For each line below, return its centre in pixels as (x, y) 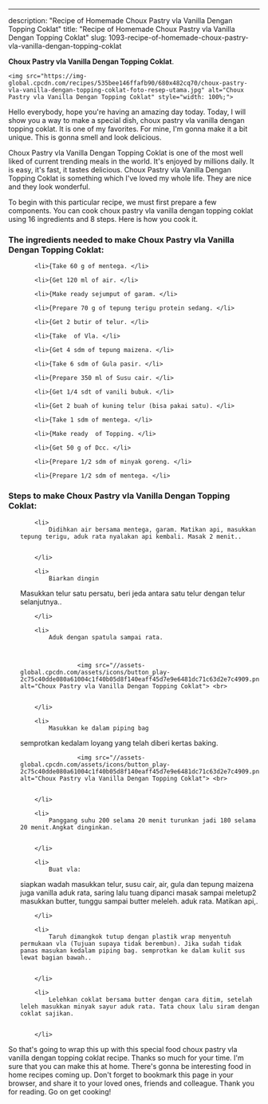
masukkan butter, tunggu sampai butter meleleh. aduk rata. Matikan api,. (139, 901)
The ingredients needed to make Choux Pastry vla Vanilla (122, 239)
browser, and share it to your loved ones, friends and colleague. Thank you (132, 1083)
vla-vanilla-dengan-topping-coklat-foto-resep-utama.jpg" (106, 90)
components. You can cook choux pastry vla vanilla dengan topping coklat (131, 211)
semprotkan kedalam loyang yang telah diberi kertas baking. (119, 742)
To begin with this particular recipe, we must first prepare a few (112, 202)
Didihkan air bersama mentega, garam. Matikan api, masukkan (153, 529)
